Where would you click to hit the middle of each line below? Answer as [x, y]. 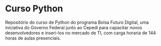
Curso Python [34, 9]
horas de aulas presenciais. [33, 38]
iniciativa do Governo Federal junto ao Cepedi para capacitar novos [74, 27]
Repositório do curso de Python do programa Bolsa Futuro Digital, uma [77, 22]
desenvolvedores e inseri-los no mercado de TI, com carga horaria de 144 [80, 33]
